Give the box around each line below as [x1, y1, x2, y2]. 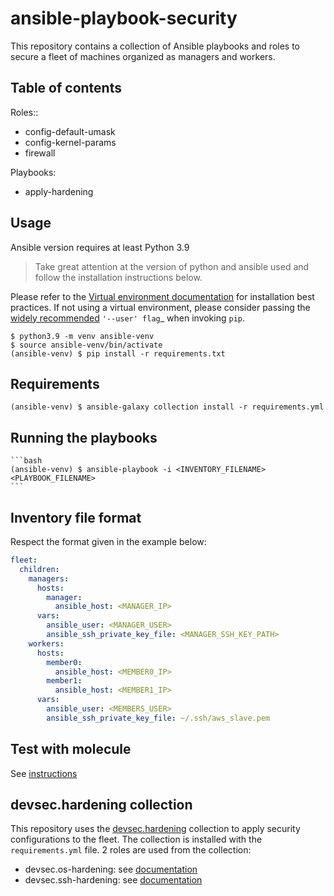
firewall [24, 147, 56, 159]
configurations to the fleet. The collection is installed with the [10, 833, 263, 846]
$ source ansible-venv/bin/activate [10, 340, 163, 350]
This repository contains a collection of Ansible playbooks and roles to [10, 40, 300, 52]
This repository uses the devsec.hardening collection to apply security [10, 823, 301, 835]
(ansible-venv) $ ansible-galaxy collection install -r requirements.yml [10, 402, 325, 412]
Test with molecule [10, 741, 132, 758]
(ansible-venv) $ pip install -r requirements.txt [10, 348, 226, 359]
